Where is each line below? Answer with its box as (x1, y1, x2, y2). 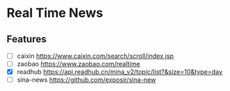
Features (6, 33, 47, 45)
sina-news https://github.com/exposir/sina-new (16, 75, 156, 84)
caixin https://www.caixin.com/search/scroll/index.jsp (16, 51, 174, 60)
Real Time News (6, 5, 103, 21)
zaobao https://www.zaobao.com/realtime (16, 60, 141, 68)
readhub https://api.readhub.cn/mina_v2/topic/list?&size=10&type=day (16, 68, 223, 76)
